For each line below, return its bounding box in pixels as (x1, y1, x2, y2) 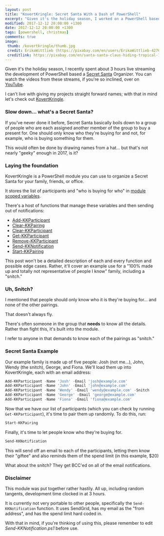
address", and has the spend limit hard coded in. (5, 511, 102, 516)
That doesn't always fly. (5, 312, 53, 317)
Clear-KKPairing (12, 222, 45, 228)
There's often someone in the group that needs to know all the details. (5, 321, 146, 327)
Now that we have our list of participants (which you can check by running (5, 405, 155, 411)
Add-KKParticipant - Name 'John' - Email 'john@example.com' (5, 383, 128, 388)
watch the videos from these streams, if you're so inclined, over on (5, 76, 140, 82)
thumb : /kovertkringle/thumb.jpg (7, 44, 76, 48)
